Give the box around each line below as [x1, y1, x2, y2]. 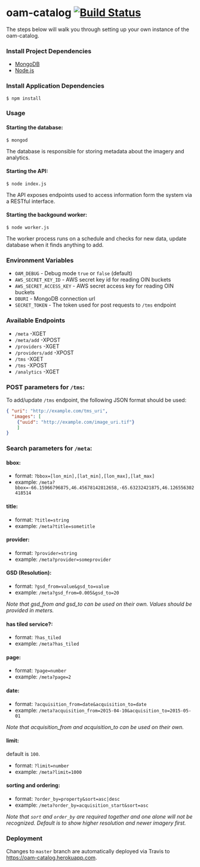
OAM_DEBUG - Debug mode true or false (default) [14, 270, 133, 277]
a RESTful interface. [6, 198, 56, 205]
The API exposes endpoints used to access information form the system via [6, 191, 192, 198]
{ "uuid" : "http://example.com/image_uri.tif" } [17, 419, 135, 425]
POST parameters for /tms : [6, 382, 85, 391]
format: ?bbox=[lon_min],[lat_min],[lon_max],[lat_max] [14, 472, 155, 480]
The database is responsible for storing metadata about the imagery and [6, 147, 184, 155]
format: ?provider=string [14, 549, 78, 556]
